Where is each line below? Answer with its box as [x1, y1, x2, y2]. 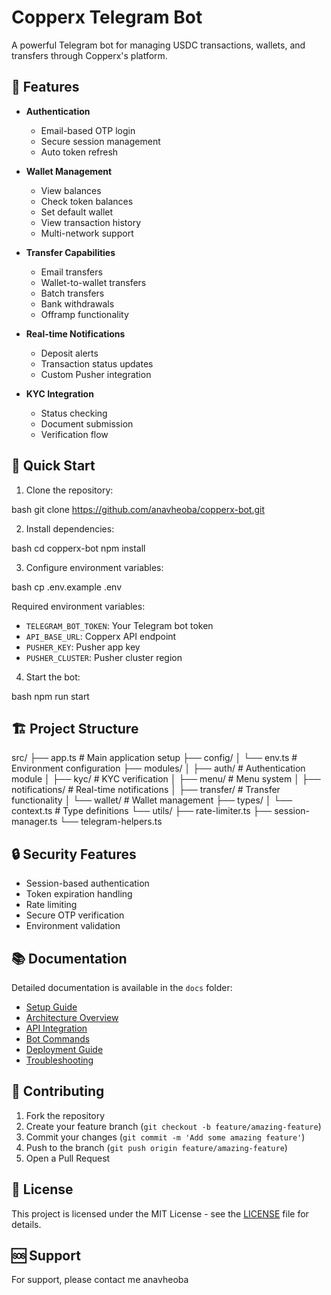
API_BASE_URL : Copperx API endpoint [25, 630, 177, 642]
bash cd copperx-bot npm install [11, 542, 146, 554]
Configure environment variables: [25, 561, 164, 573]
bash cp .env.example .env [11, 581, 123, 593]
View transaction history [40, 216, 142, 228]
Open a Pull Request [25, 1152, 111, 1164]
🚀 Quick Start [11, 457, 96, 475]
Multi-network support [40, 227, 134, 239]
